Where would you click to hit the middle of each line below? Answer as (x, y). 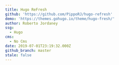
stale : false (18, 55)
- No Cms (18, 42)
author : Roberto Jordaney (31, 23)
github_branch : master (28, 50)
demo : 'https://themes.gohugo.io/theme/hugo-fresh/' (60, 19)
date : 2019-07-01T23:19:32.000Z (38, 46)
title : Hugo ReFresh (26, 10)
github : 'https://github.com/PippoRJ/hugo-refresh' (59, 14)
